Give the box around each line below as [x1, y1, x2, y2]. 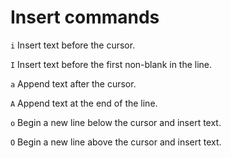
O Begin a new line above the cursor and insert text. [10, 136, 222, 148]
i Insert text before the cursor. [10, 39, 136, 51]
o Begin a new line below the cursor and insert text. [10, 116, 222, 128]
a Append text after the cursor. [10, 77, 137, 90]
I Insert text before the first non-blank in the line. [10, 58, 213, 70]
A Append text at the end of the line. [10, 97, 158, 109]
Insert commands [10, 6, 160, 29]
